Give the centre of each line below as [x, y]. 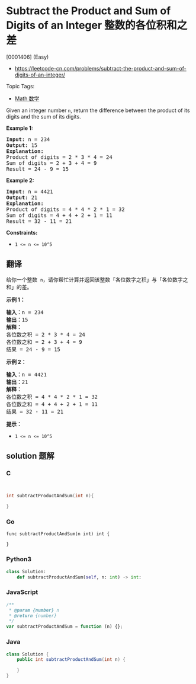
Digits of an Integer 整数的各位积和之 [97, 25]
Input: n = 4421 [30, 191]
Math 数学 [27, 98]
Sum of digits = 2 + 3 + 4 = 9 [52, 163]
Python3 [19, 560]
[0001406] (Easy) [28, 57]
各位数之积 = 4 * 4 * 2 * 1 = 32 [52, 397]
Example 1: [20, 128]
